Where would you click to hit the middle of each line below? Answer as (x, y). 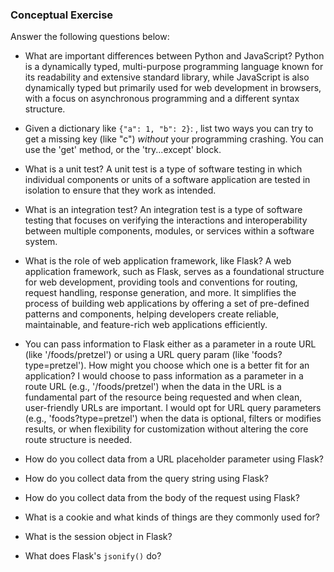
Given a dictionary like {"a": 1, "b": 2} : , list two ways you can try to (169, 129)
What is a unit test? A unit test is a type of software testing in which (163, 169)
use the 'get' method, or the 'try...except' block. (123, 150)
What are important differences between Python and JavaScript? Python (174, 56)
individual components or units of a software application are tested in (167, 180)
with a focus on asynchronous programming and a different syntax (162, 99)
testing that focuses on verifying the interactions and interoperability (166, 220)
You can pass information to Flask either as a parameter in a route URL (170, 344)
